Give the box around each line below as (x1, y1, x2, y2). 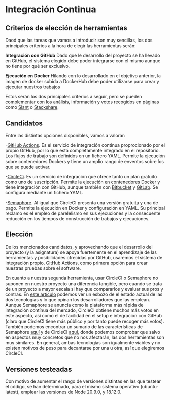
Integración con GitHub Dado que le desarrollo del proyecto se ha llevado (5, 52, 160, 58)
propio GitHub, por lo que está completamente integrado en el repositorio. (5, 147, 160, 153)
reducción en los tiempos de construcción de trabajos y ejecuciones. (5, 215, 150, 221)
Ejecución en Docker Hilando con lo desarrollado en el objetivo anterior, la (5, 73, 161, 79)
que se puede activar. (5, 164, 51, 170)
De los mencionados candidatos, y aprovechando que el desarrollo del (5, 244, 153, 250)
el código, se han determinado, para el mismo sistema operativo (5, 384, 140, 390)
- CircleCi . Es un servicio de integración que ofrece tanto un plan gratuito (5, 173, 157, 179)
